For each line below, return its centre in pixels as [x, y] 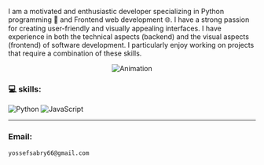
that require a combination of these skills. [75, 53]
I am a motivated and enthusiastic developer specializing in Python [116, 11]
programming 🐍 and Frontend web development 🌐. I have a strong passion [129, 20]
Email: [20, 137]
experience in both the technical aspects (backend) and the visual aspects [129, 37]
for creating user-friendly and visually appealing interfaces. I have [115, 28]
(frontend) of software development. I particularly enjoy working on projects [131, 45]
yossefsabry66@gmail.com [49, 153]
